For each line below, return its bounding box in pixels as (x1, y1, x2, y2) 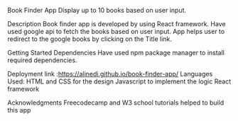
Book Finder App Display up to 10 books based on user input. (7, 6, 187, 14)
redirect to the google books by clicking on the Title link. (7, 35, 173, 43)
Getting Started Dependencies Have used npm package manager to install (7, 49, 225, 57)
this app (7, 106, 31, 114)
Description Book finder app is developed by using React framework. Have (7, 20, 226, 28)
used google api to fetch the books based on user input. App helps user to (7, 28, 225, 35)
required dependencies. (7, 56, 77, 64)
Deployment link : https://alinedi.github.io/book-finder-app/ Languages (7, 70, 213, 78)
